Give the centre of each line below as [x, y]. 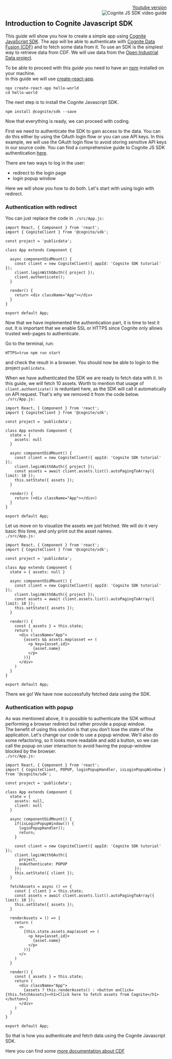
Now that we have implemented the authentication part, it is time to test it [82, 323]
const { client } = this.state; [49, 891]
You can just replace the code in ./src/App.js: [55, 218]
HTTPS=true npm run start [33, 353]
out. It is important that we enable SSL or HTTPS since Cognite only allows [84, 328]
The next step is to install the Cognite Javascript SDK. [62, 102]
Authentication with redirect [41, 207]
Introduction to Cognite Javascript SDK [69, 23]
